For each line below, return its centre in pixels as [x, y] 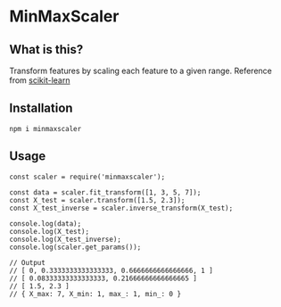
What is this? [46, 50]
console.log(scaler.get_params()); [75, 247]
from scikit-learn [40, 80]
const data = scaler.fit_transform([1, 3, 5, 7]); [105, 192]
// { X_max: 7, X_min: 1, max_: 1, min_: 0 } [95, 294]
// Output [28, 262]
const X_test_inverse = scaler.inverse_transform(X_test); [121, 208]
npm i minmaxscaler [45, 129]
